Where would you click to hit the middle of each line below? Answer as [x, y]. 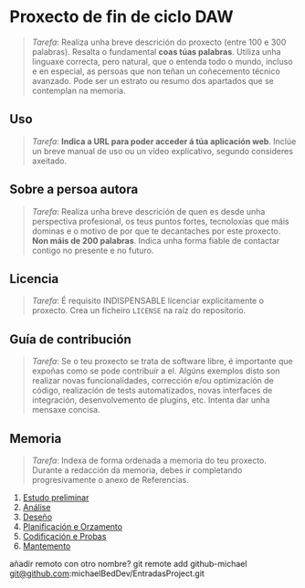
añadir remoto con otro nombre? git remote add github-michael [128, 564]
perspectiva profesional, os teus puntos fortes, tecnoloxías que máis [160, 221]
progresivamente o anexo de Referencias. [110, 480]
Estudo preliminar [56, 498]
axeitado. [49, 161]
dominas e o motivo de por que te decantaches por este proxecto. [156, 231]
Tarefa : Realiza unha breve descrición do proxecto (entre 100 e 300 [159, 42]
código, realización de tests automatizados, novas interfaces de [152, 391]
